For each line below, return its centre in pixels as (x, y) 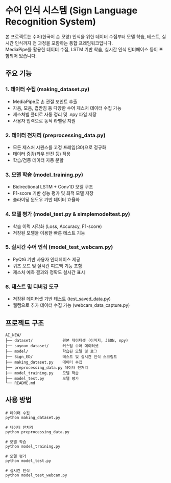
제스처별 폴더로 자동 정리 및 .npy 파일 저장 (55, 114)
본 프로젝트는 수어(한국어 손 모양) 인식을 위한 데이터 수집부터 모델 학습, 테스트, (83, 36)
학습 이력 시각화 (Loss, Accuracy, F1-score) (57, 226)
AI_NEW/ (14, 335)
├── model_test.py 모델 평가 (42, 379)
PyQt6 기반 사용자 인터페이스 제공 (46, 259)
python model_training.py (33, 446)
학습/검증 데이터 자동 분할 (38, 160)
